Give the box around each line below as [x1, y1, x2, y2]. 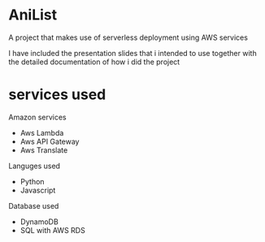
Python [20, 176, 45, 186]
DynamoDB [20, 217, 59, 227]
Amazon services [8, 112, 67, 122]
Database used [8, 201, 59, 210]
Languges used [8, 161, 61, 171]
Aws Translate [20, 145, 68, 155]
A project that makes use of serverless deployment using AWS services [8, 32, 248, 42]
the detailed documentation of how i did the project [8, 57, 180, 67]
